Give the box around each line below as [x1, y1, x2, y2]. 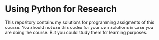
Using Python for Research [5, 3, 117, 14]
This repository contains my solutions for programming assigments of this [5, 19, 155, 25]
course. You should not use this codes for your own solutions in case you [5, 24, 154, 30]
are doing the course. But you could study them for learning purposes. [5, 29, 148, 35]
